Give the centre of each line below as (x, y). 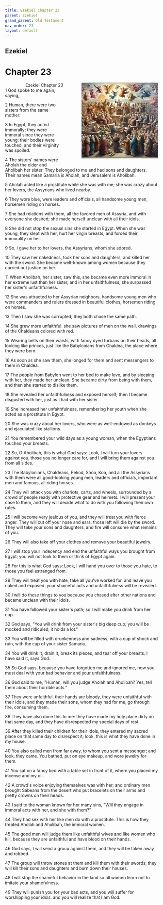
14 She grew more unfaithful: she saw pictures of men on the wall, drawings (81, 326)
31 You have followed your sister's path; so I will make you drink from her (78, 609)
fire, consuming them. (27, 707)
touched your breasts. (27, 444)
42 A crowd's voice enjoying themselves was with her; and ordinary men (78, 785)
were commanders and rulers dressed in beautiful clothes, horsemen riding (80, 302)
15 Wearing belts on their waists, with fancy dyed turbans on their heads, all (81, 341)
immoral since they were (30, 135)
